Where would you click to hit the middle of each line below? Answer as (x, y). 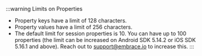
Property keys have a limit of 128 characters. (70, 20)
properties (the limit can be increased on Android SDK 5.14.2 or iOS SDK (105, 40)
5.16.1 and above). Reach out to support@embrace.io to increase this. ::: (104, 46)
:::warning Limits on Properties (44, 9)
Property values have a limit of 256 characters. (73, 27)
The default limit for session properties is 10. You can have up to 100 (100, 33)
